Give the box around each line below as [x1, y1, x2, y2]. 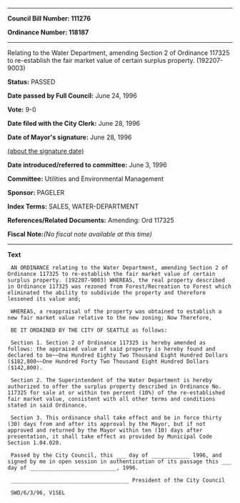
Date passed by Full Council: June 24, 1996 [7, 91, 137, 100]
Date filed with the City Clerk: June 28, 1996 [7, 119, 141, 127]
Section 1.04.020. [7, 439, 62, 447]
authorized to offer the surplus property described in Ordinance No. [7, 383, 222, 390]
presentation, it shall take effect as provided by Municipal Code [7, 433, 213, 440]
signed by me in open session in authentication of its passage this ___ [7, 458, 232, 465]
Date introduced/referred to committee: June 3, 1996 [7, 161, 167, 169]
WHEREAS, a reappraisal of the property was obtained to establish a [10, 308, 222, 315]
